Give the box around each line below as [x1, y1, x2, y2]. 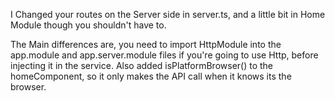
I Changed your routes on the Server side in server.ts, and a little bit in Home [10, 9, 326, 20]
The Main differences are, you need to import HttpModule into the [10, 39, 282, 50]
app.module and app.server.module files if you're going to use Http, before [10, 49, 319, 61]
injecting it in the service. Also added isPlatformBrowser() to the [10, 60, 274, 71]
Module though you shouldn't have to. [10, 19, 167, 31]
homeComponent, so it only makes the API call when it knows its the [10, 70, 292, 82]
